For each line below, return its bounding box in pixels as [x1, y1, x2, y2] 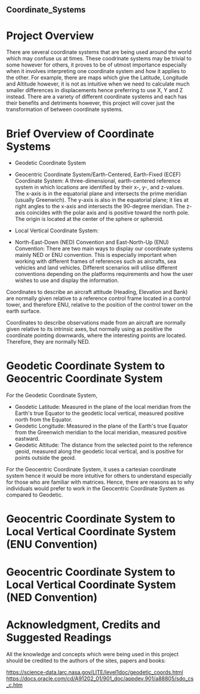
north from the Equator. [14, 416, 73, 423]
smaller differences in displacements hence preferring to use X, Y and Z [6, 87, 183, 94]
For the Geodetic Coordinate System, [6, 392, 97, 399]
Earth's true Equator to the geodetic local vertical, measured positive [14, 410, 184, 417]
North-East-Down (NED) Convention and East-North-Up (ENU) [14, 239, 169, 246]
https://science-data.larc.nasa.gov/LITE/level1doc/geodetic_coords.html [6, 668, 183, 675]
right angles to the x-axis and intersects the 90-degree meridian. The [14, 203, 186, 210]
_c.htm [6, 681, 23, 688]
